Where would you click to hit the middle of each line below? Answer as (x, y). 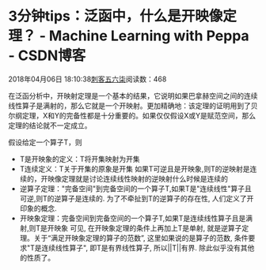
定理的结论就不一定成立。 (50, 125)
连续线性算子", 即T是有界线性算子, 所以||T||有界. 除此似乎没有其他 (148, 247)
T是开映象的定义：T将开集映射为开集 (80, 159)
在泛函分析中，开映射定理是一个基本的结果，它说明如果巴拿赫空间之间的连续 (133, 96)
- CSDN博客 (47, 56)
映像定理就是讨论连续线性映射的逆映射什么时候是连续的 (137, 178)
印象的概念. (38, 208)
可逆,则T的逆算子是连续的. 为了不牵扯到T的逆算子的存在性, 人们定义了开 (137, 198)
